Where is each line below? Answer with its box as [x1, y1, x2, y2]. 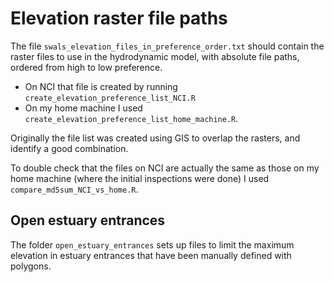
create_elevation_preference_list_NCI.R [24, 93, 196, 103]
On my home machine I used [24, 102, 143, 114]
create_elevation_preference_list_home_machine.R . [24, 112, 239, 124]
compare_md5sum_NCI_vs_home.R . [10, 183, 139, 195]
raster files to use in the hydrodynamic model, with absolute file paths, [10, 50, 300, 62]
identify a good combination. [10, 142, 129, 154]
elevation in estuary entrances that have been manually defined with [10, 249, 292, 261]
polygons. [10, 260, 52, 272]
